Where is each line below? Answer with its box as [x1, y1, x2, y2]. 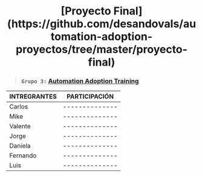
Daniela [9, 141, 31, 150]
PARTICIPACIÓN [66, 92, 114, 101]
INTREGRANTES [9, 92, 57, 101]
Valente [9, 122, 31, 131]
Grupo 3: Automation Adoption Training [21, 77, 139, 85]
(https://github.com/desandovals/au [7, 17, 197, 31]
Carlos [9, 102, 28, 111]
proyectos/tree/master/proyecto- [16, 43, 187, 57]
